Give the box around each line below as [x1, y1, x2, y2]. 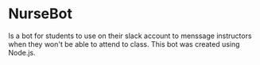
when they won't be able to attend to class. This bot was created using [8, 39, 240, 48]
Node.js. [8, 48, 36, 57]
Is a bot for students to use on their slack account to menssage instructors [8, 31, 252, 40]
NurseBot [8, 5, 73, 23]
